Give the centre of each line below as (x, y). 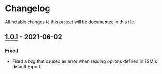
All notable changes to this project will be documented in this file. (70, 22)
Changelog (28, 8)
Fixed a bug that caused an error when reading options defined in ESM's (85, 61)
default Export (26, 66)
